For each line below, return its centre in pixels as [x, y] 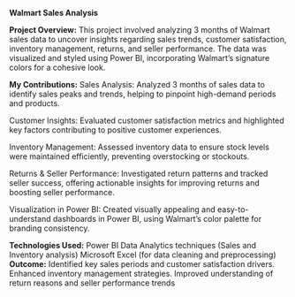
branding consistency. [49, 228]
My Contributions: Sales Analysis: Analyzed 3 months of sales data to [137, 84]
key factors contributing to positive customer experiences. [116, 130]
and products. [34, 103]
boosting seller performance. [62, 192]
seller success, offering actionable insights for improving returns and [134, 183]
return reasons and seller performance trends [92, 283]
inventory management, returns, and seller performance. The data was [138, 49]
